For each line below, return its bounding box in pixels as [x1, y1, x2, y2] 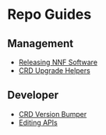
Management [7, 37, 74, 50]
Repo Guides [7, 5, 92, 24]
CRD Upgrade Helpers [18, 66, 90, 75]
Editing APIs [18, 118, 58, 127]
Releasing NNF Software [18, 57, 98, 67]
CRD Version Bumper [18, 109, 87, 119]
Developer [7, 89, 59, 102]
